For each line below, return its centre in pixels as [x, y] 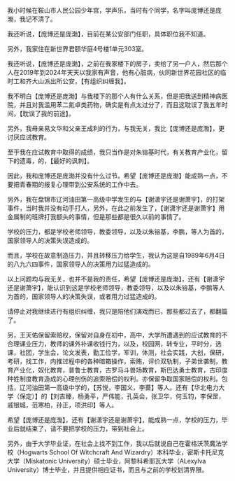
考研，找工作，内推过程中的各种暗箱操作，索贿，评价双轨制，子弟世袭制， [114, 361]
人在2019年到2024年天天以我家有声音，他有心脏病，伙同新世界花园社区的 [114, 72]
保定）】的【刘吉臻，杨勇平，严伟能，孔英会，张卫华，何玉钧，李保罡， [122, 396]
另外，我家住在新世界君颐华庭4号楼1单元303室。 [78, 49]
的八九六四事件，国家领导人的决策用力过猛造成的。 [81, 264]
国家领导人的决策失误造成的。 [50, 240]
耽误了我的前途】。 [48, 113]
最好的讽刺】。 [73, 161]
